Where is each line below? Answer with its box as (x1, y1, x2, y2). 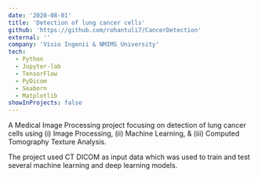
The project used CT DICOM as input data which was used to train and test (8, 152, 251, 162)
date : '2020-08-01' (8, 11, 72, 20)
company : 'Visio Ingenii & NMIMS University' (8, 41, 159, 49)
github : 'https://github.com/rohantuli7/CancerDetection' (8, 26, 202, 34)
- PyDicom (15, 77, 47, 85)
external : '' (8, 33, 51, 42)
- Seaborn (15, 84, 47, 93)
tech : (8, 48, 26, 56)
